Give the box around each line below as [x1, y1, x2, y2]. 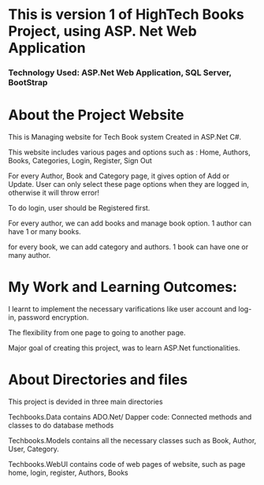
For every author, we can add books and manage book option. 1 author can [8, 218, 252, 228]
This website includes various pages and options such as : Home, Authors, [8, 147, 251, 157]
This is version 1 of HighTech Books [8, 6, 244, 24]
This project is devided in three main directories [8, 397, 163, 406]
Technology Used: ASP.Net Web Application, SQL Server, [8, 67, 232, 78]
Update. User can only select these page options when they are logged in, [8, 180, 250, 189]
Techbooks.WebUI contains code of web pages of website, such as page [8, 459, 246, 468]
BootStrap [8, 77, 48, 88]
